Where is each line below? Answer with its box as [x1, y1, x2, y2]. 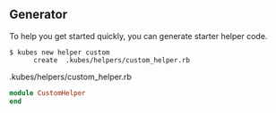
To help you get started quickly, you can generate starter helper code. [9, 30, 268, 41]
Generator [9, 7, 68, 22]
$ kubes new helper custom [9, 48, 110, 57]
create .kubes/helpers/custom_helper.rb [32, 55, 191, 65]
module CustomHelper [9, 88, 87, 97]
